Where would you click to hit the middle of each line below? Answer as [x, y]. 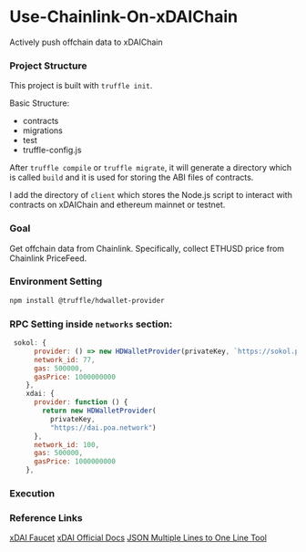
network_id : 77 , [64, 359]
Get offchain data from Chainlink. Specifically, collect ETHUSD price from [147, 248]
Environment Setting [56, 282]
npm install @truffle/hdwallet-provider [87, 300]
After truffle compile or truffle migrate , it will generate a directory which [151, 168]
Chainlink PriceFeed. [48, 258]
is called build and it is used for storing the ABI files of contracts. [132, 177]
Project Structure [48, 66]
